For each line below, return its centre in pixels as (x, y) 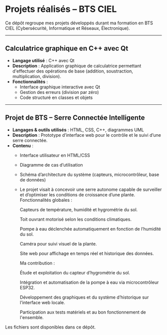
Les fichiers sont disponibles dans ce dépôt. (50, 327)
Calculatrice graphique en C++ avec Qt (67, 48)
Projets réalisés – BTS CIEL (61, 9)
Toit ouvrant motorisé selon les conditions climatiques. (76, 219)
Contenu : (23, 146)
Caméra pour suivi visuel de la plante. (58, 244)
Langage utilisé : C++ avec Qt (43, 60)
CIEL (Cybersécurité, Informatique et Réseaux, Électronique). (68, 28)
